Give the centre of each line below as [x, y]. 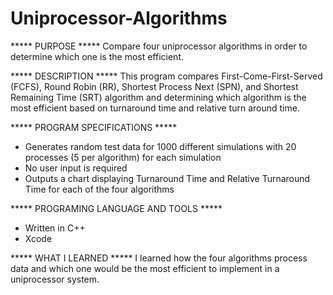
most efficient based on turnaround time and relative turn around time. [155, 108]
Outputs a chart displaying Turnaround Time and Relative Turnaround [167, 178]
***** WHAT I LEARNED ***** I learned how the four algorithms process [159, 258]
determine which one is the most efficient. [97, 56]
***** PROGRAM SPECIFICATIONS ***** [94, 127]
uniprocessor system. [55, 279]
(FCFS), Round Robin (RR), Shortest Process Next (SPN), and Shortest [154, 86]
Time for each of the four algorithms [99, 189]
